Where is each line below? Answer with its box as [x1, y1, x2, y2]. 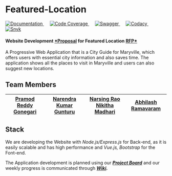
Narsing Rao [89, 95, 120, 102]
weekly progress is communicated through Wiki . [5, 165, 108, 171]
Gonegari [13, 108, 37, 115]
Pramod [15, 95, 35, 102]
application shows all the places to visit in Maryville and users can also [5, 60, 155, 66]
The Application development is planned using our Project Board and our [5, 160, 160, 166]
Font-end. [5, 149, 27, 156]
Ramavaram [131, 105, 161, 112]
